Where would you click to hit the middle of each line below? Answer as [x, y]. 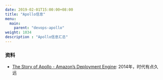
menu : [11, 19]
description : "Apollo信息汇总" [37, 37]
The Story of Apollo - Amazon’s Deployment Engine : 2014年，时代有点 [83, 67]
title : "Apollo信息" [25, 14]
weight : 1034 [18, 32]
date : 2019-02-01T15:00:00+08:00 [39, 10]
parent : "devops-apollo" [39, 28]
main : [15, 23]
